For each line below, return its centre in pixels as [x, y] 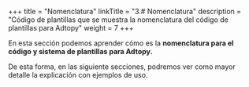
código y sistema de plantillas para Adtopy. [80, 51]
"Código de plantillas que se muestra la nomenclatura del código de [118, 20]
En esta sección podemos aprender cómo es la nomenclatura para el [121, 43]
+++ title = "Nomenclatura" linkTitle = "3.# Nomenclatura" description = [125, 11]
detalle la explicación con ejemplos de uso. [78, 75]
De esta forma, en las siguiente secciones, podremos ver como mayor [122, 67]
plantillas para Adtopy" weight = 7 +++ [71, 28]
